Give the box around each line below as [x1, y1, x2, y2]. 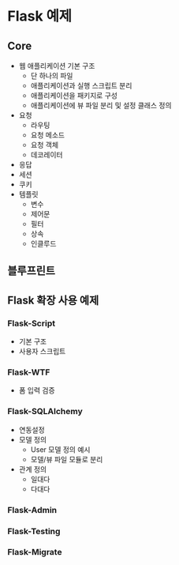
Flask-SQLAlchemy [7, 406, 84, 417]
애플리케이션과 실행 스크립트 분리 [30, 81, 132, 90]
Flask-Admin [7, 504, 58, 515]
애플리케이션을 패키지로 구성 [30, 91, 117, 100]
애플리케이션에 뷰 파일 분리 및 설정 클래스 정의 [30, 100, 172, 110]
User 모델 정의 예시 [30, 444, 91, 454]
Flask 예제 [7, 7, 73, 25]
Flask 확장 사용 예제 [7, 293, 99, 307]
